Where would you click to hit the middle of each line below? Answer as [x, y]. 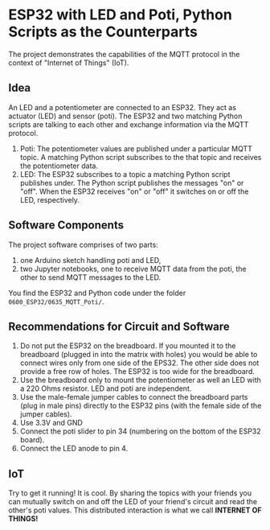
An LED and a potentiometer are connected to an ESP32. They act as [123, 107]
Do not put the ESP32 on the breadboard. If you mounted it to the [128, 346]
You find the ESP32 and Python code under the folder [97, 293]
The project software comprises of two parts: [83, 244]
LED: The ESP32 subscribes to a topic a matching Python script [125, 174]
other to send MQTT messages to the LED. [90, 277]
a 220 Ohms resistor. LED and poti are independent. [106, 388]
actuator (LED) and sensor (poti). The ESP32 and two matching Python [125, 116]
